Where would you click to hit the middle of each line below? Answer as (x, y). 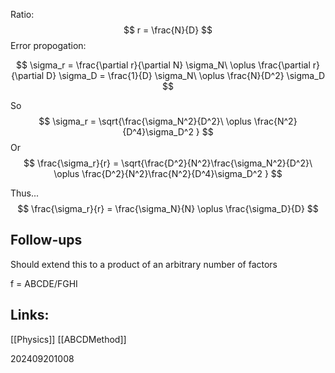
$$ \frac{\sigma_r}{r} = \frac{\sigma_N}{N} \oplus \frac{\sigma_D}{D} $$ (168, 208)
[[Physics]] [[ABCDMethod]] (68, 339)
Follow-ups (46, 240)
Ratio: (22, 14)
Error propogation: (48, 45)
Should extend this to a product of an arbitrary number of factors (144, 264)
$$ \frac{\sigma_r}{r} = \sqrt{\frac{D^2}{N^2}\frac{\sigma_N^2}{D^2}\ (168, 163)
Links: (30, 315)
